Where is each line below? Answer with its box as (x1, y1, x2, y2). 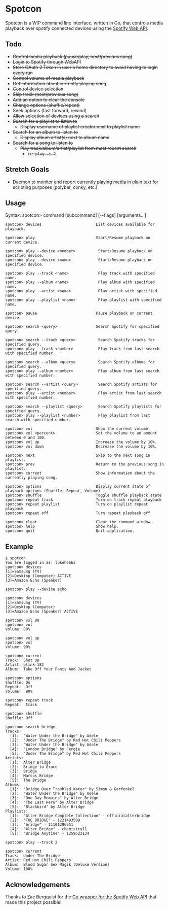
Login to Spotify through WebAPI (12, 59, 81, 65)
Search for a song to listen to (12, 140, 73, 146)
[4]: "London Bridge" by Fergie (10, 747, 80, 752)
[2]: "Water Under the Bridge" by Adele (10, 791, 99, 796)
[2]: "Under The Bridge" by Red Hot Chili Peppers (10, 738, 121, 743)
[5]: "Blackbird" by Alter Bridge (10, 804, 85, 810)
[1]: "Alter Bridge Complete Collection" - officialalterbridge (10, 813, 151, 819)
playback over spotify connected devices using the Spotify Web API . (5, 25, 148, 31)
